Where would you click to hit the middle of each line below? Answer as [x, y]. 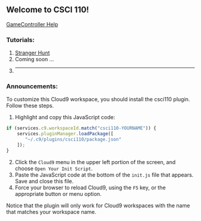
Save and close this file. [44, 181]
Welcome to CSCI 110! [48, 10]
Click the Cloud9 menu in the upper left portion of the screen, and [95, 162]
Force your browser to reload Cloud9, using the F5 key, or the [90, 187]
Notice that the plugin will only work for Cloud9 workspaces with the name [98, 205]
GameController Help [32, 24]
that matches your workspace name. [51, 211]
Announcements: [32, 86]
